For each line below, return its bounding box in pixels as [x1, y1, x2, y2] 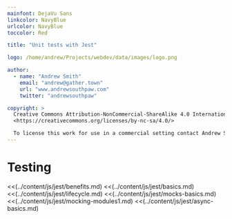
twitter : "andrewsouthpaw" [19, 92, 97, 99]
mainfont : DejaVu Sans [7, 10, 72, 17]
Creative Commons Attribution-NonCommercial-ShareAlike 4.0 [13, 111, 190, 118]
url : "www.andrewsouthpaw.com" [19, 85, 110, 93]
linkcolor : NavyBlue [7, 17, 67, 23]
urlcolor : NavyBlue [7, 23, 64, 30]
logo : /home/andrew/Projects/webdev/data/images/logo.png [7, 54, 177, 61]
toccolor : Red [7, 29, 48, 36]
